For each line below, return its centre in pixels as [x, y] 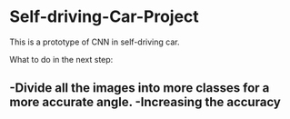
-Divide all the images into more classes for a [140, 88]
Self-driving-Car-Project [105, 17]
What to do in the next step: [61, 59]
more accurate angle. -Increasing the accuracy [145, 102]
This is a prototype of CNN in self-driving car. [95, 42]
